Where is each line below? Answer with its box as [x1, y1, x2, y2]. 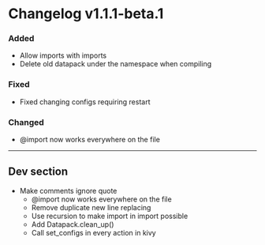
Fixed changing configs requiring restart [19, 96, 151, 107]
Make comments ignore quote [19, 186, 118, 195]
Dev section [8, 165, 69, 179]
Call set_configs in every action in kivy [31, 228, 156, 237]
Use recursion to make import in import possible [31, 211, 188, 220]
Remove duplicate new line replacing [31, 202, 151, 212]
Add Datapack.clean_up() [31, 219, 114, 229]
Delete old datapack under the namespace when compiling [19, 59, 212, 69]
